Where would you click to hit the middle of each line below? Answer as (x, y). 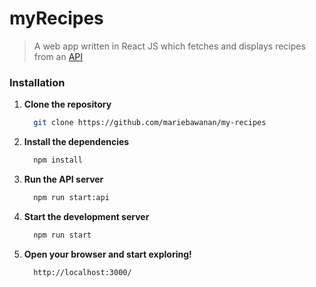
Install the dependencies (76, 142)
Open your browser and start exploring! (107, 254)
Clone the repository (67, 104)
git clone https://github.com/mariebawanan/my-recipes (150, 123)
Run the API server (63, 179)
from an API (58, 56)
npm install (58, 160)
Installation (37, 82)
